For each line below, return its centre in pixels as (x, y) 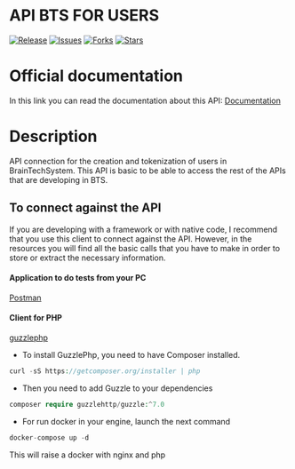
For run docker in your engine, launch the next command (126, 421)
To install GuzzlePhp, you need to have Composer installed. (131, 355)
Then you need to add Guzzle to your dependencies (117, 388)
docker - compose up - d (49, 437)
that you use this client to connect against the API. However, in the (131, 238)
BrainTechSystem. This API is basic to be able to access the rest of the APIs (147, 171)
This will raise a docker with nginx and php (88, 455)
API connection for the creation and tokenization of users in (118, 161)
